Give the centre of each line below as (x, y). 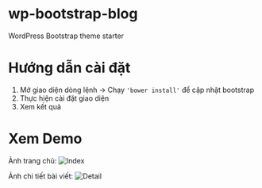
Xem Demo (45, 139)
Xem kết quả (40, 106)
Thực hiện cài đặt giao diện (64, 98)
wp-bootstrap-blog (73, 14)
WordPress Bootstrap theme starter (66, 36)
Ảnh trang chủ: (33, 160)
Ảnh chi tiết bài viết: (41, 176)
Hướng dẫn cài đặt (69, 68)
